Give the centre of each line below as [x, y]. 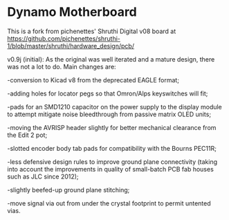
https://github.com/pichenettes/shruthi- [64, 38]
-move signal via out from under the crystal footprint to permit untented [109, 203]
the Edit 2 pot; [27, 135]
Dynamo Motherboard [72, 12]
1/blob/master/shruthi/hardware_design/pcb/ [71, 46]
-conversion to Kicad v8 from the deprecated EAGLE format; [93, 80]
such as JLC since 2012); [43, 176]
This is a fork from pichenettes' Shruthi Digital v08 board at [92, 31]
